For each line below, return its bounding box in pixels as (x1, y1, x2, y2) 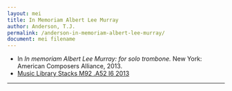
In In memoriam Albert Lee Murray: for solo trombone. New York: (17, 54, 202, 63)
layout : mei (7, 10, 41, 17)
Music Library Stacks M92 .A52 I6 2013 (17, 70, 130, 78)
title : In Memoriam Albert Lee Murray (7, 17, 119, 23)
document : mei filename (7, 36, 76, 43)
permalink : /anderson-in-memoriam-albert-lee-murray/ (7, 29, 166, 37)
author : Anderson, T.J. (7, 23, 76, 30)
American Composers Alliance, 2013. (17, 62, 123, 70)
